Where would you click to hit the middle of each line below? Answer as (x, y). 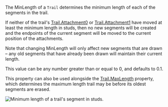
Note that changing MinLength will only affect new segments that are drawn (84, 48)
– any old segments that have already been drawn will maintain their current (84, 54)
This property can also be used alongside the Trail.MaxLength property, (80, 78)
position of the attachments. (34, 38)
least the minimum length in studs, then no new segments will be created (81, 28)
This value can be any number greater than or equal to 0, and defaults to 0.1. (84, 69)
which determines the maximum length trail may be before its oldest (76, 84)
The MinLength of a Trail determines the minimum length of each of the (80, 7)
